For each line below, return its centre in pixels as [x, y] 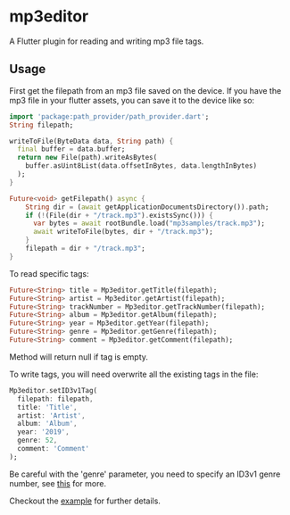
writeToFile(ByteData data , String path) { [91, 141]
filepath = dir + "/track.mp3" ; [85, 248]
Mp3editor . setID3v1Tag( [54, 390]
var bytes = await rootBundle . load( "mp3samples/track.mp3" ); [149, 224]
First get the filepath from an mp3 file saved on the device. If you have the [145, 90]
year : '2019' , [43, 432]
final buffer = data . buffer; [71, 149]
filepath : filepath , [55, 399]
